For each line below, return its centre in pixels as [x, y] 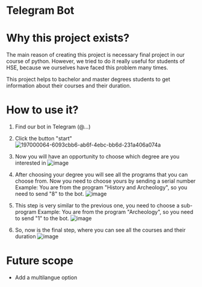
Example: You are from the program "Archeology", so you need [115, 212]
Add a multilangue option [46, 277]
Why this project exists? [68, 38]
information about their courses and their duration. [69, 86]
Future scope [40, 261]
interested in [30, 163]
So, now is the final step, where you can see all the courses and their [100, 230]
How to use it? [42, 110]
